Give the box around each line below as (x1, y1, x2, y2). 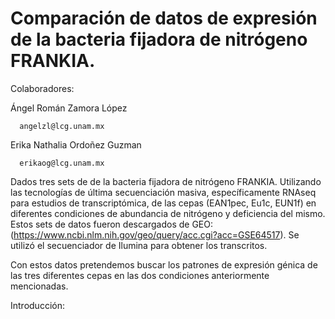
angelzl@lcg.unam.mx (19, 121, 105, 131)
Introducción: (10, 299, 65, 311)
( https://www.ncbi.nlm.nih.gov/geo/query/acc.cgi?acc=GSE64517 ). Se (10, 228, 300, 241)
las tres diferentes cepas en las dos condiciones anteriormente (10, 269, 270, 281)
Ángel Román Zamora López (10, 102, 128, 114)
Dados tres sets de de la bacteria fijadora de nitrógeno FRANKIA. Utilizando (10, 175, 322, 187)
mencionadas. (10, 280, 69, 292)
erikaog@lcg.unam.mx (19, 158, 105, 168)
